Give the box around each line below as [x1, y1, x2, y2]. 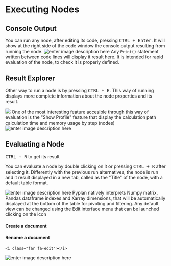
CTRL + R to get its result [5, 153, 60, 159]
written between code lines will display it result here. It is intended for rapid [5, 54, 163, 60]
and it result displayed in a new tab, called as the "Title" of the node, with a [5, 174, 163, 180]
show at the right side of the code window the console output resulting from [5, 43, 165, 49]
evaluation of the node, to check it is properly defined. [5, 59, 119, 65]
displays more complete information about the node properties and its [5, 93, 152, 99]
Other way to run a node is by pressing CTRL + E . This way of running [5, 87, 154, 93]
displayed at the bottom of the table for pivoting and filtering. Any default [5, 200, 159, 206]
